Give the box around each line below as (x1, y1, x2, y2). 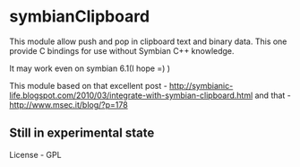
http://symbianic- (168, 80, 234, 91)
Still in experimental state (9, 126, 155, 141)
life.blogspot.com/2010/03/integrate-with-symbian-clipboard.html (9, 90, 253, 101)
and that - (254, 90, 291, 101)
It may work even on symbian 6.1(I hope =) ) (9, 63, 171, 74)
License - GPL (9, 149, 62, 160)
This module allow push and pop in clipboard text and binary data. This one (9, 36, 287, 47)
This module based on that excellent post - (9, 80, 167, 91)
